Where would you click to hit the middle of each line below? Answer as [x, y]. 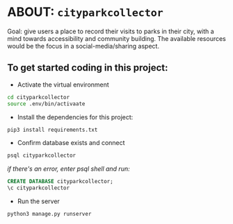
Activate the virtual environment [63, 85]
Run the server [39, 201]
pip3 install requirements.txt [53, 130]
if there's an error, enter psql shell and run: [69, 169]
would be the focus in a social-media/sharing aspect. [83, 46]
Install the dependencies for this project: [75, 117]
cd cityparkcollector [39, 97]
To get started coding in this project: [88, 68]
